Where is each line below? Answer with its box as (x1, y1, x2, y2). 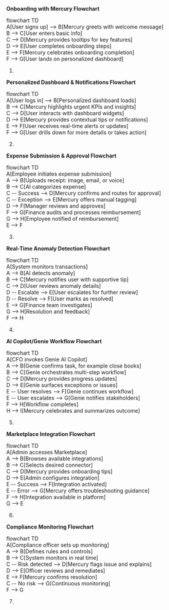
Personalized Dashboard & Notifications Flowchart (6, 78, 136, 86)
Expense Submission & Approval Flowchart (6, 152, 116, 159)
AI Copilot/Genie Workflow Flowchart (6, 338, 102, 345)
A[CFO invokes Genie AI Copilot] (6, 356, 88, 363)
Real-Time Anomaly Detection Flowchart (6, 245, 110, 252)
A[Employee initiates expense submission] (6, 170, 112, 177)
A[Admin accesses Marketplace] (6, 449, 88, 456)
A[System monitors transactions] (6, 263, 88, 270)
